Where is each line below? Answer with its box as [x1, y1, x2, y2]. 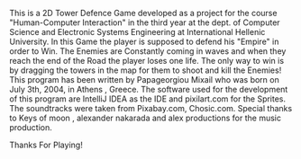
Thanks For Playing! [9, 139, 83, 150]
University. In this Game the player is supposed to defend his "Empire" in [9, 36, 279, 47]
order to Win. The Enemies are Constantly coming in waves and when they [9, 46, 287, 57]
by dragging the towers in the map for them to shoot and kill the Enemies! [9, 65, 282, 75]
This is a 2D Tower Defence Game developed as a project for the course [9, 8, 278, 18]
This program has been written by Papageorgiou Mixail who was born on [9, 75, 279, 84]
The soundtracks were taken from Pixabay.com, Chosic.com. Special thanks [9, 103, 293, 113]
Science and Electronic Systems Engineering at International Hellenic [9, 27, 266, 37]
